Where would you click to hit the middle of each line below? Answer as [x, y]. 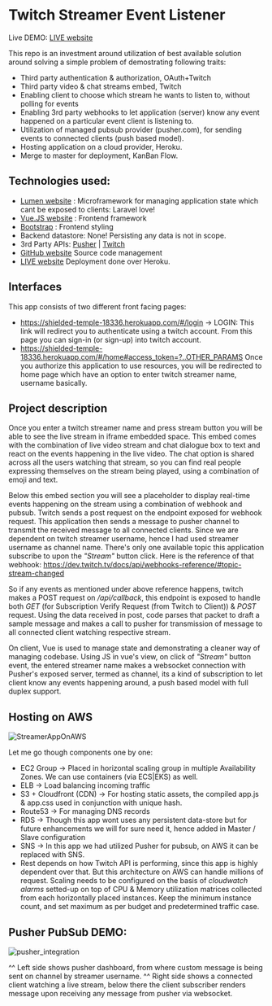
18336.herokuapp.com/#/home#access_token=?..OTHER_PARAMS [132, 356]
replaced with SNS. [52, 855]
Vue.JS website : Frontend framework [84, 218]
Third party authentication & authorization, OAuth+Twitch [116, 77]
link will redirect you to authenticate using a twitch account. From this [136, 330]
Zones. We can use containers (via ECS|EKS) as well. [109, 777]
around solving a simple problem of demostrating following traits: [117, 62]
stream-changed [37, 573]
